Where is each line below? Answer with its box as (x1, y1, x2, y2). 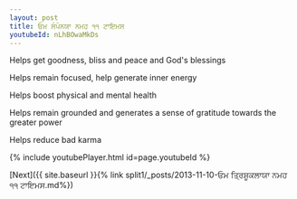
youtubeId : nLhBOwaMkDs (9, 30, 100, 39)
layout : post (9, 13, 59, 23)
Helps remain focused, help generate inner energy (9, 72, 197, 83)
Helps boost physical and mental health (9, 90, 157, 100)
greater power (9, 117, 62, 128)
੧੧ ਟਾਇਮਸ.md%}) (9, 180, 74, 191)
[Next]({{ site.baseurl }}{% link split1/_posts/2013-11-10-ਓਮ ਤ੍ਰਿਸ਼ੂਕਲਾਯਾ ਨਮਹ (9, 169, 288, 181)
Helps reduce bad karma (9, 135, 102, 146)
